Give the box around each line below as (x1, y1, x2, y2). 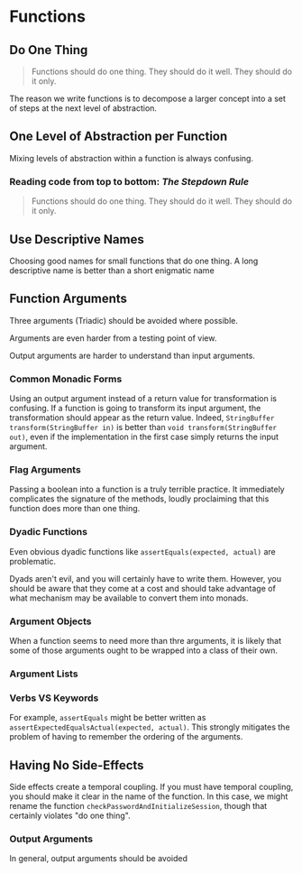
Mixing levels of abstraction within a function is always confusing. (9, 152, 254, 163)
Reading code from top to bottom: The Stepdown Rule (9, 175, 250, 188)
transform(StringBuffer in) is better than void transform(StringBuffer (9, 422, 278, 433)
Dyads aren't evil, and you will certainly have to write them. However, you (9, 573, 282, 584)
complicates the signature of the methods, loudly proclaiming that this (9, 493, 270, 504)
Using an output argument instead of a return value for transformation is (9, 393, 278, 404)
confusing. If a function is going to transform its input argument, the (9, 403, 261, 414)
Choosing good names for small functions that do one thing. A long (9, 255, 259, 266)
